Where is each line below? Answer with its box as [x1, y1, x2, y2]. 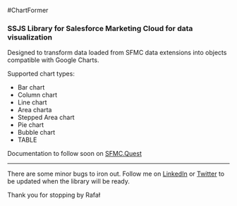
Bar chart [17, 83, 45, 92]
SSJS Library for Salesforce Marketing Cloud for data [7, 23, 193, 33]
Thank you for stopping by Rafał [7, 190, 101, 200]
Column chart [17, 91, 58, 99]
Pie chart [17, 121, 44, 129]
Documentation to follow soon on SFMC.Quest [7, 150, 142, 158]
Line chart [17, 98, 47, 107]
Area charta [17, 106, 52, 114]
